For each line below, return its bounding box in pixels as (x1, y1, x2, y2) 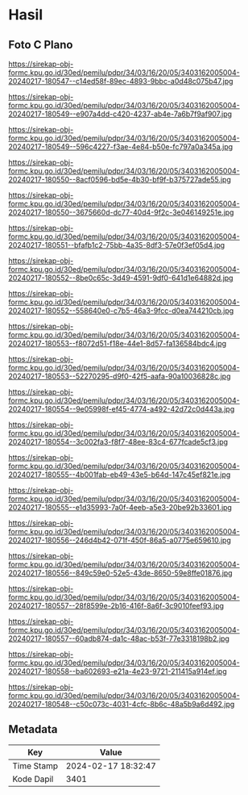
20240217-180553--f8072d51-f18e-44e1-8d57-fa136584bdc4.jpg (8, 339, 227, 348)
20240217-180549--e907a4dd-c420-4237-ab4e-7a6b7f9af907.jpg (8, 109, 232, 119)
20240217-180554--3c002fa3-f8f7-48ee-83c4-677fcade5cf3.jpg (8, 437, 228, 446)
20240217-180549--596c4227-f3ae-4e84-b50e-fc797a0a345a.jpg (8, 142, 234, 151)
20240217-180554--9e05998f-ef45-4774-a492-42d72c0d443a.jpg (8, 404, 235, 413)
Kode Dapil (12, 773, 54, 785)
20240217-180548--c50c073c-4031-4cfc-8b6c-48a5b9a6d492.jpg (8, 700, 235, 709)
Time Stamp (12, 760, 59, 772)
